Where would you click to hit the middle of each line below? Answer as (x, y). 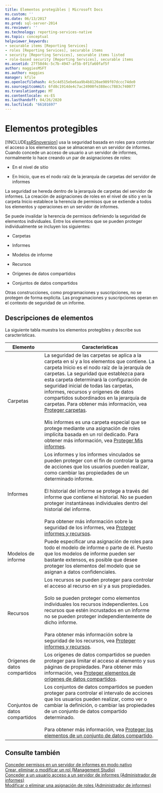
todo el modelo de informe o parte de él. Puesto (98, 547)
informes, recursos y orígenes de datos (89, 391)
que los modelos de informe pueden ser (90, 553)
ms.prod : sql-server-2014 (31, 23)
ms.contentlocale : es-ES (30, 95)
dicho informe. (61, 622)
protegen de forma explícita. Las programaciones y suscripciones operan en (81, 297)
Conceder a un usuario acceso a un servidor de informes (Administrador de (81, 775)
